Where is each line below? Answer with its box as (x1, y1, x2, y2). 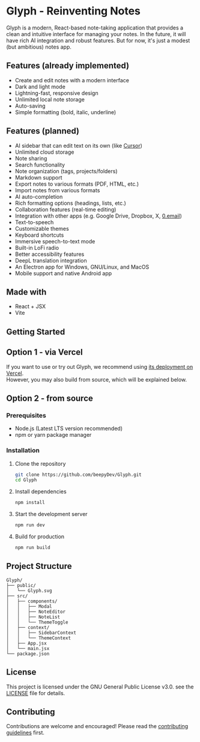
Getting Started (6, 326, 65, 337)
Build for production (14, 533, 65, 540)
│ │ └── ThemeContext (6, 635, 71, 641)
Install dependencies (14, 488, 67, 495)
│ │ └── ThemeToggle (6, 619, 68, 625)
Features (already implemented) (6, 61, 130, 71)
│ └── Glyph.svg (6, 588, 52, 594)
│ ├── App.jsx (6, 640, 47, 646)
